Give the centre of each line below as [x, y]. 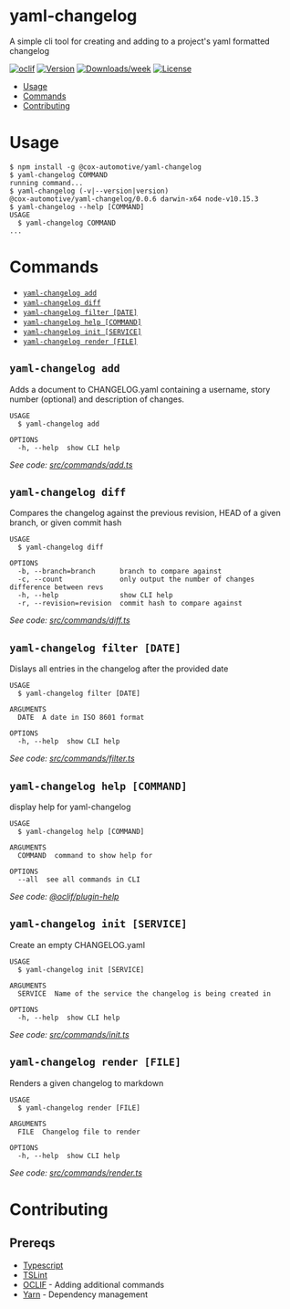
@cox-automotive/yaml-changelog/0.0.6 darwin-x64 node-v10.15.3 [134, 199]
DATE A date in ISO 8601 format [81, 718]
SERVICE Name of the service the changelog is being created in [145, 993]
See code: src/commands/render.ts [76, 1172]
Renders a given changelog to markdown [87, 1082]
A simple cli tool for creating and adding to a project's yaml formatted [140, 41]
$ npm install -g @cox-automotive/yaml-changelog [106, 167]
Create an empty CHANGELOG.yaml [78, 945]
